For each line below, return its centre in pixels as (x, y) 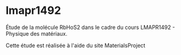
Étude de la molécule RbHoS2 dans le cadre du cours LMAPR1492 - (90, 27)
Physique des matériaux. (37, 33)
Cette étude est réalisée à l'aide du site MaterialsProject (76, 45)
